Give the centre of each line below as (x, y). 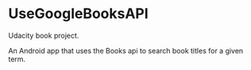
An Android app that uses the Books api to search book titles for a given (126, 50)
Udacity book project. (44, 35)
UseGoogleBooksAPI (78, 14)
